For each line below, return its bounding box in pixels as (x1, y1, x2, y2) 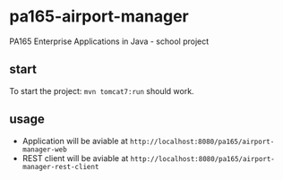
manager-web (21, 145, 67, 154)
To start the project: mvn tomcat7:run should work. (9, 85, 194, 96)
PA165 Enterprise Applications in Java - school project (9, 36, 210, 47)
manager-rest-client (21, 162, 99, 171)
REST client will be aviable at (21, 152, 129, 163)
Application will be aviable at (21, 135, 128, 146)
